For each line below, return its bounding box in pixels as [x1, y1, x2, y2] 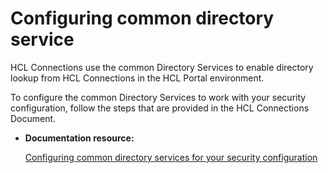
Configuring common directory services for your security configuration [24, 151, 318, 163]
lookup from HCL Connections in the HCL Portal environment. [10, 72, 265, 84]
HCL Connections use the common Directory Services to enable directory [10, 61, 314, 73]
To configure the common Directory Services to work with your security [10, 91, 307, 103]
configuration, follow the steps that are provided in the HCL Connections [10, 102, 310, 114]
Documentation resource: [24, 132, 135, 144]
